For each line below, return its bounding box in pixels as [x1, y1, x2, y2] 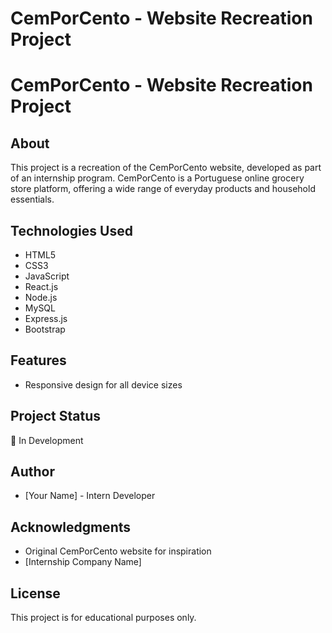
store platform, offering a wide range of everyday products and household [10, 183, 316, 195]
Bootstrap [24, 323, 66, 335]
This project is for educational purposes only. [10, 612, 197, 624]
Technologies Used [10, 222, 133, 239]
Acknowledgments [10, 518, 132, 536]
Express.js [24, 313, 68, 324]
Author [10, 463, 55, 481]
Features [10, 352, 67, 369]
